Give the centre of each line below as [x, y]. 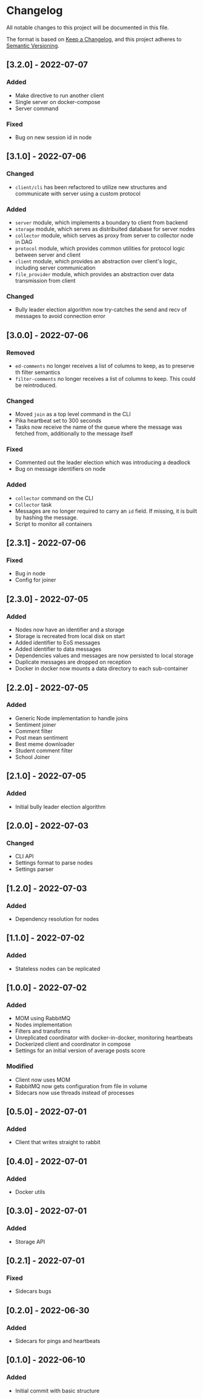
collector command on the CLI [54, 498]
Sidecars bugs [33, 1291]
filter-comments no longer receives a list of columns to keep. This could [105, 378]
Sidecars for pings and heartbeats [58, 1341]
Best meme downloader [45, 744]
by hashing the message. [46, 517]
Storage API [30, 1241]
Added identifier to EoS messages [58, 643]
